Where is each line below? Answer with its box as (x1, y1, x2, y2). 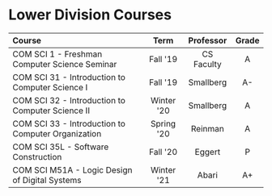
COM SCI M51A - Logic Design (12, 164, 133, 175)
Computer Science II (12, 105, 91, 116)
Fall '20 (148, 146, 178, 157)
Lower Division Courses (8, 6, 172, 24)
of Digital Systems (12, 174, 82, 186)
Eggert (194, 146, 221, 157)
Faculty (193, 58, 222, 69)
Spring (151, 118, 176, 129)
